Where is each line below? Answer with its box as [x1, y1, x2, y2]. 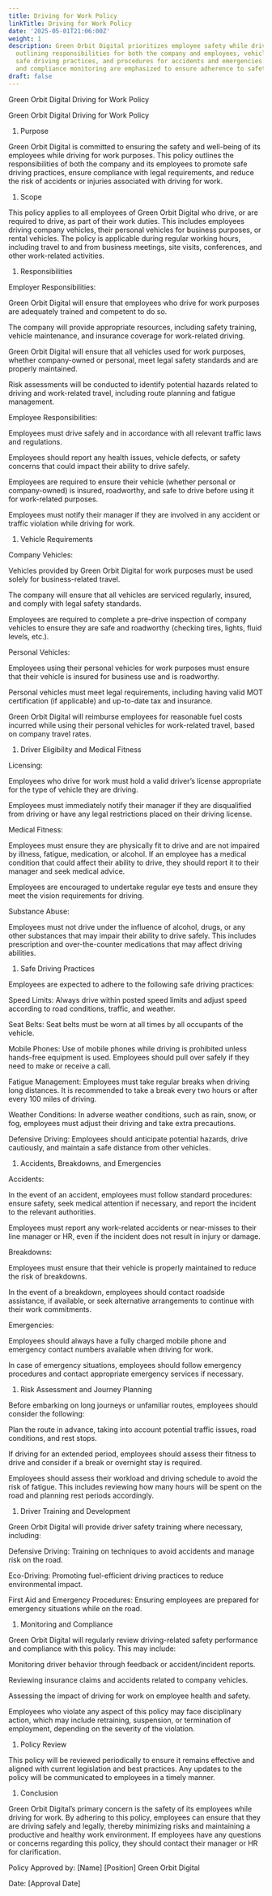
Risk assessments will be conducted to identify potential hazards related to [8, 379, 258, 389]
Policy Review [19, 1739, 67, 1749]
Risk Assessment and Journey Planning [19, 1384, 152, 1394]
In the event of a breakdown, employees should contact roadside [8, 1287, 225, 1296]
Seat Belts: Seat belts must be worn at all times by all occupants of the [8, 1019, 244, 1029]
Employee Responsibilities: [8, 412, 98, 422]
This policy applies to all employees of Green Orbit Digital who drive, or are [8, 208, 259, 217]
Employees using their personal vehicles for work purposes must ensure [8, 663, 250, 673]
